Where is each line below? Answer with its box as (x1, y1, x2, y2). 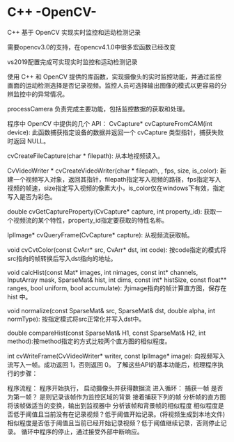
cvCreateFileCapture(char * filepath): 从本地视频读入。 (7, 151, 164, 160)
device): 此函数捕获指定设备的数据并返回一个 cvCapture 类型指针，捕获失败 (7, 128, 224, 136)
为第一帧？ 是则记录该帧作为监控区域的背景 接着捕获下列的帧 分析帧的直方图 (7, 393, 226, 401)
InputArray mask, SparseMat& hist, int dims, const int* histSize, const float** (7, 276, 227, 284)
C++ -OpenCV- (7, 4, 97, 20)
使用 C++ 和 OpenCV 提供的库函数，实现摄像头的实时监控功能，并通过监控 (7, 72, 222, 81)
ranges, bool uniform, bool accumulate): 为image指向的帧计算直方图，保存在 (7, 283, 227, 292)
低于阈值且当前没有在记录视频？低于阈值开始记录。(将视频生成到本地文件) (13, 410, 226, 418)
